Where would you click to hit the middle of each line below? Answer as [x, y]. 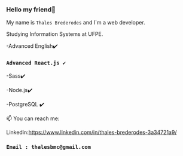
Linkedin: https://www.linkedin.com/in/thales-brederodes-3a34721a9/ [91, 132]
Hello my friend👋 [31, 10]
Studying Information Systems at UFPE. [55, 34]
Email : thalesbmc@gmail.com [49, 147]
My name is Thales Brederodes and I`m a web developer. [76, 23]
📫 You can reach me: [33, 118]
